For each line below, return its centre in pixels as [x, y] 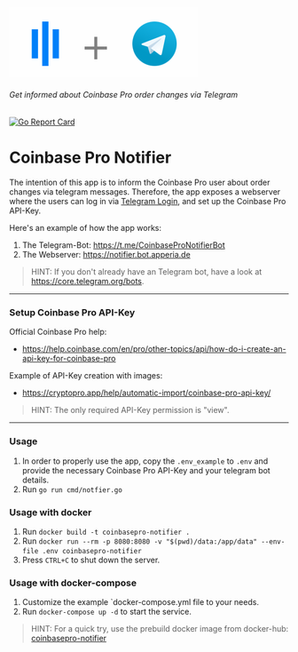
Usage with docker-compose [73, 583]
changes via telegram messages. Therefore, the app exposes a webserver [145, 192]
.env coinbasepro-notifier [92, 552]
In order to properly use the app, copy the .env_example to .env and [145, 461]
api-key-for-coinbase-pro [69, 359]
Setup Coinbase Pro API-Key [72, 313]
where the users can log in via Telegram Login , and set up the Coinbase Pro [148, 202]
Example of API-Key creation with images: [86, 376]
